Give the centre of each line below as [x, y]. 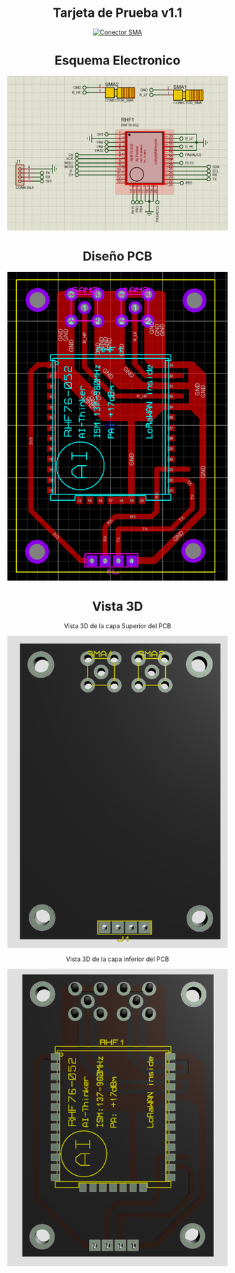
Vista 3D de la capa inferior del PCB [117, 959]
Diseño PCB [117, 256]
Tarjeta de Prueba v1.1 [117, 13]
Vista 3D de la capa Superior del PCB [117, 626]
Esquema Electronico [117, 61]
